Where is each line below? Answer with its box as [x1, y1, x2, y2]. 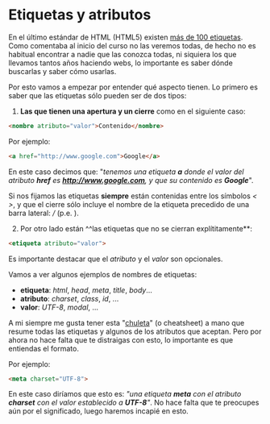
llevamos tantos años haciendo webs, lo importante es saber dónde [8, 58, 234, 68]
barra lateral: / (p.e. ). [8, 208, 79, 218]
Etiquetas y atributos [8, 6, 152, 24]
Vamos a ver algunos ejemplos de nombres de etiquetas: [8, 269, 197, 279]
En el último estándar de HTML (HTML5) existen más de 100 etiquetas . [8, 32, 243, 42]
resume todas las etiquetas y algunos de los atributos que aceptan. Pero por [8, 326, 262, 336]
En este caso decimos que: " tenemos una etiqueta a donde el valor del [8, 167, 244, 177]
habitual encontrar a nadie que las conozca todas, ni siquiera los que [8, 49, 237, 59]
